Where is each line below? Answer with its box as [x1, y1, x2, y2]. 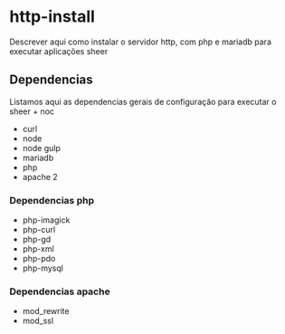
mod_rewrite [22, 306, 70, 317]
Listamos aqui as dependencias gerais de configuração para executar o [9, 96, 277, 107]
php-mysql [22, 262, 63, 273]
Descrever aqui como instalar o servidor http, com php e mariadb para [9, 36, 272, 47]
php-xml [22, 243, 54, 254]
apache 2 [22, 171, 59, 182]
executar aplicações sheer [9, 45, 109, 56]
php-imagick [22, 215, 71, 225]
